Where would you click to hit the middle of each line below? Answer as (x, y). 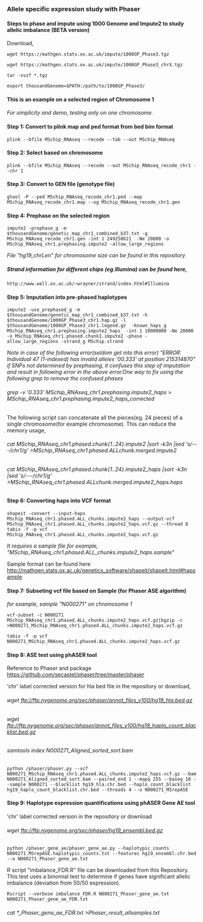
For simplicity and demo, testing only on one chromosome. (80, 113)
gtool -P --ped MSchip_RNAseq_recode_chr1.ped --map (75, 197)
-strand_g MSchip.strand (92, 342)
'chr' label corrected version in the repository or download (79, 816)
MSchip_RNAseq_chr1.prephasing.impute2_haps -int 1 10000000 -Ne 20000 (100, 331)
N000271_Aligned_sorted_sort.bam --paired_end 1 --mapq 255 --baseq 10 (99, 779)
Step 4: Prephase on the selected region (58, 216)
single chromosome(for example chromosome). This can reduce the (92, 424)
